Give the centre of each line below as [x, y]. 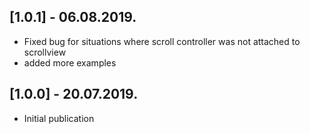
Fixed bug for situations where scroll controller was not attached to [162, 41]
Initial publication [59, 118]
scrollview [45, 52]
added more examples [70, 62]
